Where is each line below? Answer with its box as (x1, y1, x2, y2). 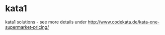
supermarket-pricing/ (5, 24, 49, 30)
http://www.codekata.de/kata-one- (87, 19, 160, 25)
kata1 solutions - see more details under (5, 19, 87, 25)
